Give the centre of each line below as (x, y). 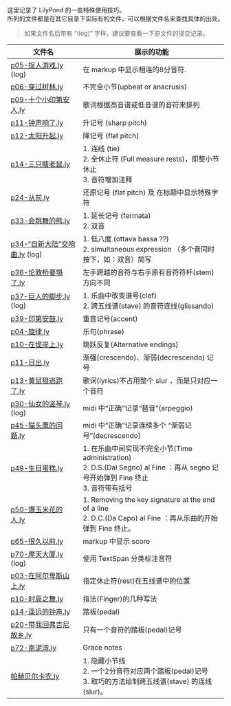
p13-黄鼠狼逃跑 (37, 380)
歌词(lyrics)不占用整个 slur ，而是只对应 (146, 380)
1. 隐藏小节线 (104, 661)
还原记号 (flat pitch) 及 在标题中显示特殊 (147, 192)
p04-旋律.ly (30, 332)
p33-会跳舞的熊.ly (41, 221)
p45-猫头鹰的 (33, 425)
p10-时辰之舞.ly (37, 599)
